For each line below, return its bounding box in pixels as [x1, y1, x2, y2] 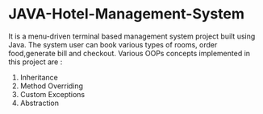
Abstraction [19, 98, 59, 108]
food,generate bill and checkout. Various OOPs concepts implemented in [8, 48, 251, 58]
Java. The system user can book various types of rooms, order [8, 39, 218, 49]
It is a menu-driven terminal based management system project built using [8, 31, 256, 41]
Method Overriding [19, 81, 83, 91]
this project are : [8, 57, 63, 67]
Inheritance [19, 72, 59, 82]
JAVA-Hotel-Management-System [8, 5, 244, 23]
